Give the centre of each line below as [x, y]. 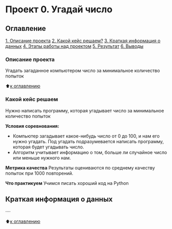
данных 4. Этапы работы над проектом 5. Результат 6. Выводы [74, 46]
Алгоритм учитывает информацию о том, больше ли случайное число [90, 152]
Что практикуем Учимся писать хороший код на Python [67, 183]
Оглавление [26, 28]
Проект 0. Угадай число [59, 9]
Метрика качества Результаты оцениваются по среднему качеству [80, 167]
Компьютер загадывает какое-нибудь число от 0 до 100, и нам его [86, 136]
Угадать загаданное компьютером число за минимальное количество [83, 71]
